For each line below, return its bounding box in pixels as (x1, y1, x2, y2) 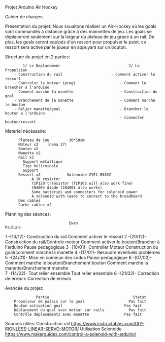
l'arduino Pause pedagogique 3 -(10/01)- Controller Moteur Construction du (5, 244, 159, 250)
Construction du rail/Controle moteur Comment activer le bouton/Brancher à (5, 239, 160, 245)
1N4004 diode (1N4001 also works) (31, 185, 102, 190)
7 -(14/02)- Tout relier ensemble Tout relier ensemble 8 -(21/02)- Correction (5, 270, 159, 276)
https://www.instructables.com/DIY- (71, 321, 144, 326)
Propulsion (5, 68, 28, 73)
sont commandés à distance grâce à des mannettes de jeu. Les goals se (5, 29, 152, 34)
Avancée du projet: (5, 285, 43, 291)
